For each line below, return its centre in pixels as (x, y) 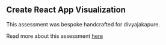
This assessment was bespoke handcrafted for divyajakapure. (83, 24)
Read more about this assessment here (55, 36)
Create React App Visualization (66, 10)
